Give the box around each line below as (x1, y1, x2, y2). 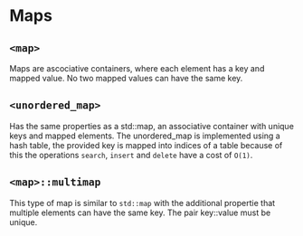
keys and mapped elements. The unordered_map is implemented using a (9, 130, 280, 141)
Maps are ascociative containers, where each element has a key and (9, 63, 265, 73)
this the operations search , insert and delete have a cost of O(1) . (9, 149, 253, 160)
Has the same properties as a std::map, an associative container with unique (9, 120, 294, 131)
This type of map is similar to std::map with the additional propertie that (9, 197, 276, 208)
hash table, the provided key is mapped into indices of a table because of (9, 139, 283, 150)
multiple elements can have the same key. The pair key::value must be (9, 207, 271, 218)
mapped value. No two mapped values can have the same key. (9, 73, 243, 83)
